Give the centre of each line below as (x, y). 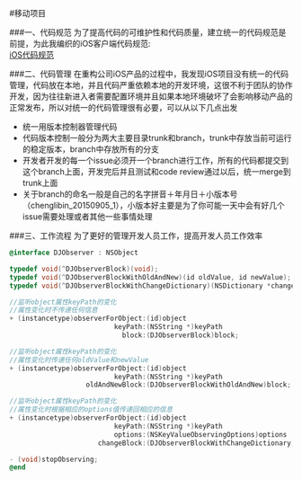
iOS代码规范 (32, 55)
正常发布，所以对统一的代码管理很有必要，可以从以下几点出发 (124, 107)
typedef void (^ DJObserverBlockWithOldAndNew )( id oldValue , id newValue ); (151, 277)
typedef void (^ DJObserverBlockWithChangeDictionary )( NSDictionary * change (152, 286)
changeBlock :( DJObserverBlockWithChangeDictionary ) (196, 443)
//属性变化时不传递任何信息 (54, 310)
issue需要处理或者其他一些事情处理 (87, 217)
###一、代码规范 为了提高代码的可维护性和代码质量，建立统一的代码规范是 (148, 32)
